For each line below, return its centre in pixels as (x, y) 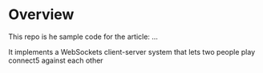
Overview (41, 15)
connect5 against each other (56, 60)
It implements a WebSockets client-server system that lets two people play (132, 52)
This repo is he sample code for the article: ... (83, 36)
